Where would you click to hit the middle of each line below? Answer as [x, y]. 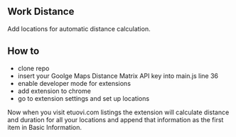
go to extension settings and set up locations [84, 98]
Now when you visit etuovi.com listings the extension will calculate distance [118, 112]
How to [23, 51]
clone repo [33, 68]
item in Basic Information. [45, 127]
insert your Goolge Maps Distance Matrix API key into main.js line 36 [118, 76]
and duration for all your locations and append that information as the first [116, 119]
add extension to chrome [54, 91]
